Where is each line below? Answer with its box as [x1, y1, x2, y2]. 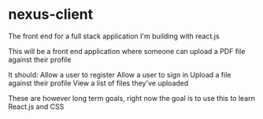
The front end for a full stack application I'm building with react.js [8, 31, 220, 41]
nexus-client [8, 5, 94, 23]
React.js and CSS [8, 102, 65, 111]
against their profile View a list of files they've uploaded [8, 78, 189, 88]
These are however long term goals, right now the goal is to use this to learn [8, 93, 256, 103]
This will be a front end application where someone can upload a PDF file [8, 46, 246, 56]
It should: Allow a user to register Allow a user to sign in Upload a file [8, 70, 232, 79]
